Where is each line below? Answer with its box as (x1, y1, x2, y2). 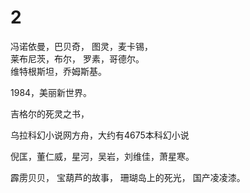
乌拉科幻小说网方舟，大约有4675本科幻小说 (10, 129, 190, 141)
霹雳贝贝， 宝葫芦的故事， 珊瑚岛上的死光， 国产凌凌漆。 (10, 171, 246, 183)
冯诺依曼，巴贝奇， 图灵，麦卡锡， (10, 40, 153, 52)
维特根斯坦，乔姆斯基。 (10, 65, 107, 77)
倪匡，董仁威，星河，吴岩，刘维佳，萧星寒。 (10, 150, 195, 162)
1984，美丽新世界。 (10, 86, 93, 98)
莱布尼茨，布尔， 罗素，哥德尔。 (10, 52, 145, 65)
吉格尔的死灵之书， (10, 107, 90, 120)
